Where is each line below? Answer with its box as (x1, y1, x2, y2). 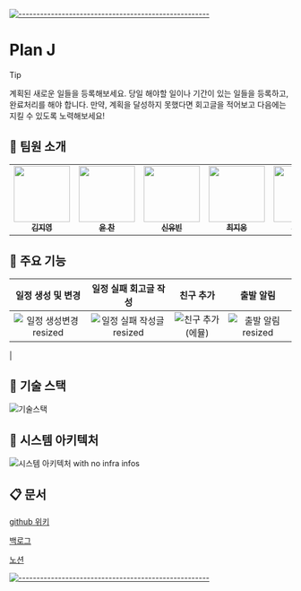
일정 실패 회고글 (91, 282, 155, 295)
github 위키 (9, 517, 50, 526)
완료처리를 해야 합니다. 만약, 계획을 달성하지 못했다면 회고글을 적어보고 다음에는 (9, 99, 287, 109)
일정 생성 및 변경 (15, 289, 81, 301)
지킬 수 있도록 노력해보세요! (9, 110, 106, 121)
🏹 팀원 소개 (9, 139, 67, 154)
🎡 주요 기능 (9, 254, 67, 269)
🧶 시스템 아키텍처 (9, 432, 99, 448)
